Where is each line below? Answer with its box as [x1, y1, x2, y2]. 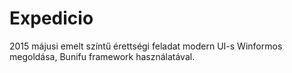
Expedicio [9, 7, 94, 30]
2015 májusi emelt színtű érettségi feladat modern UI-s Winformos [9, 40, 283, 52]
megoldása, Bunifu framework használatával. [9, 50, 196, 62]
